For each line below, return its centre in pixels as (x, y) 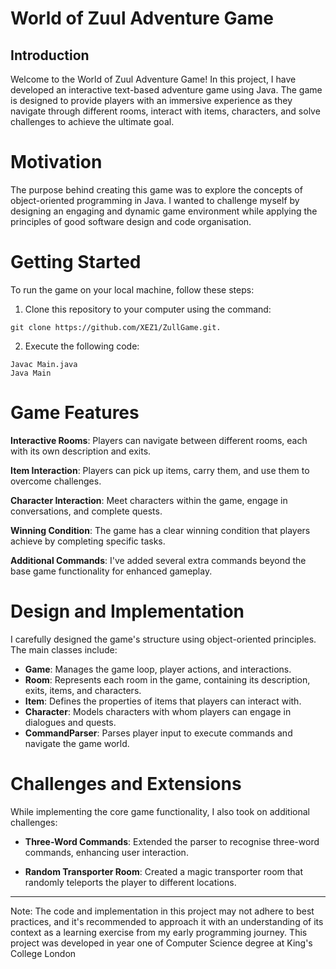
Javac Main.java (44, 364)
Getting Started (76, 262)
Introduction (50, 55)
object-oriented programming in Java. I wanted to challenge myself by (155, 200)
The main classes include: (64, 649)
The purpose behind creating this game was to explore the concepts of (156, 189)
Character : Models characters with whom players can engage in (158, 711)
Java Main (31, 373)
